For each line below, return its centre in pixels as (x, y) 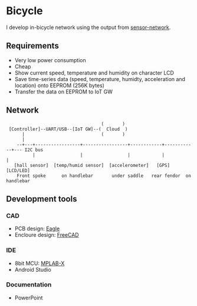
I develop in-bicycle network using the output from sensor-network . (88, 27)
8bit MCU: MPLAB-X (40, 263)
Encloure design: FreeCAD (47, 235)
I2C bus (34, 150)
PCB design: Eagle (37, 228)
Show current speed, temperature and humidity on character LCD (94, 73)
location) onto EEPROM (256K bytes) (60, 85)
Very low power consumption (50, 60)
